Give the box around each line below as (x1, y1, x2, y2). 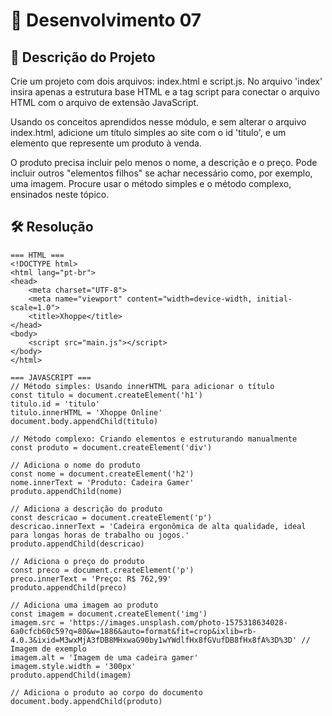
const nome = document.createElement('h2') (10, 469, 195, 479)
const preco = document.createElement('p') (10, 565, 195, 575)
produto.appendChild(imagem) (10, 670, 132, 680)
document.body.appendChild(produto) (10, 696, 163, 706)
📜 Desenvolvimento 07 (10, 9, 202, 32)
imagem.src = (10, 617, 65, 628)
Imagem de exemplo (10, 644, 87, 654)
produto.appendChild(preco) (10, 582, 128, 593)
